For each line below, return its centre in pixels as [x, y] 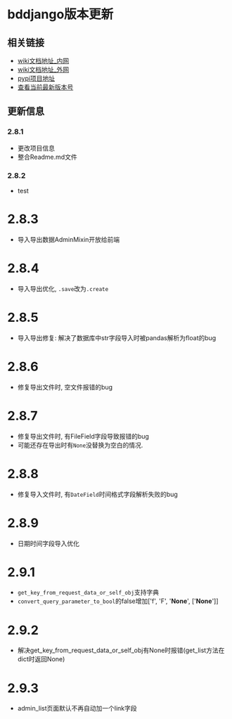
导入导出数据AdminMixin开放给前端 [69, 239]
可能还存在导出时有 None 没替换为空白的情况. [80, 445]
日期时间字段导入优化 [48, 543]
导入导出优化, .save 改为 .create [63, 288]
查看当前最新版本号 [45, 87]
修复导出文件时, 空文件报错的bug [65, 387]
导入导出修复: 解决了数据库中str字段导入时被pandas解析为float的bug [117, 337]
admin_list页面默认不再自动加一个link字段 [77, 708]
